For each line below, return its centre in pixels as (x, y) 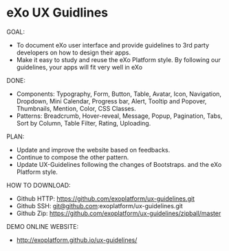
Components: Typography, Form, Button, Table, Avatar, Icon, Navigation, (119, 94)
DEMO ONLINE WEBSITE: (43, 226)
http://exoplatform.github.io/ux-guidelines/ (77, 240)
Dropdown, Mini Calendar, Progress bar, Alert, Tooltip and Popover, (111, 101)
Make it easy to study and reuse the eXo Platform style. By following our (118, 59)
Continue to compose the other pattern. (73, 157)
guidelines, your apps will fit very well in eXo (79, 67)
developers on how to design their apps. (74, 52)
